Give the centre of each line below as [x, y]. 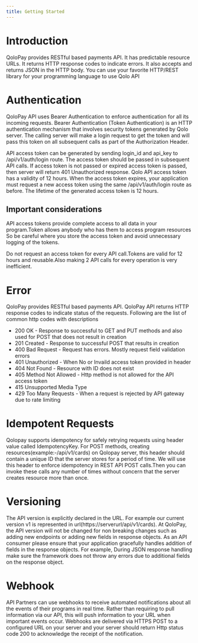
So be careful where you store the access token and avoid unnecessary [94, 236]
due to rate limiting [38, 400]
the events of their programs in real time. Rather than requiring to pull [90, 609]
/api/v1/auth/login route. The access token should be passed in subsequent [98, 159]
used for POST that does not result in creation [71, 337]
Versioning [33, 502]
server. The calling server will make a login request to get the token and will [98, 135]
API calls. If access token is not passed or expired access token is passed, [97, 166]
